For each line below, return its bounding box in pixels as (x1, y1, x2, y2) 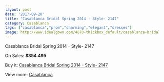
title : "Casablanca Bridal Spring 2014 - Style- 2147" (5, 16, 119, 21)
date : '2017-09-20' (5, 12, 45, 17)
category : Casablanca (5, 20, 49, 26)
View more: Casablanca (5, 72, 53, 77)
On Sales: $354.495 (5, 53, 46, 59)
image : (5, 30, 19, 35)
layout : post (5, 7, 32, 12)
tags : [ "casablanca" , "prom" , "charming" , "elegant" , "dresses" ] (5, 25, 132, 30)
